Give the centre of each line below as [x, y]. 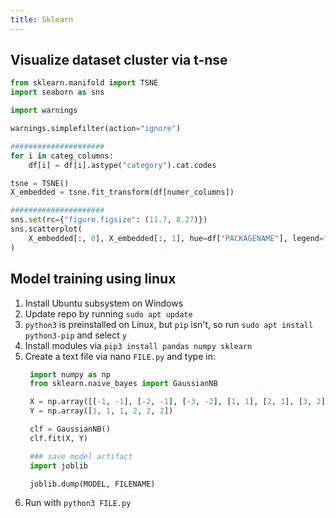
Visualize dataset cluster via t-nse [119, 60]
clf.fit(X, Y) [59, 438]
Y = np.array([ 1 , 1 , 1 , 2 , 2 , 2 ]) [101, 411]
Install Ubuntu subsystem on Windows [104, 303]
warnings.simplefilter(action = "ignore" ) [96, 129]
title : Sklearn [42, 19]
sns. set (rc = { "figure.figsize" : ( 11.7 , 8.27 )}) [109, 220]
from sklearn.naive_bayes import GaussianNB [123, 384]
